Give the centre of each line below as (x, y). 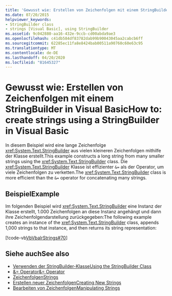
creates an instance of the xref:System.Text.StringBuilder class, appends (82, 222)
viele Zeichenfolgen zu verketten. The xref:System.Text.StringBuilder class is (86, 172)
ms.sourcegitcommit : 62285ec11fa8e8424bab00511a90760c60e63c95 (74, 43)
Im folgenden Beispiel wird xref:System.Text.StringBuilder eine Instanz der (84, 206)
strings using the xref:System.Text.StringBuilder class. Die (67, 162)
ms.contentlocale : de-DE (32, 53)
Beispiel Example (33, 194)
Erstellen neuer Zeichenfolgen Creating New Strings (67, 282)
